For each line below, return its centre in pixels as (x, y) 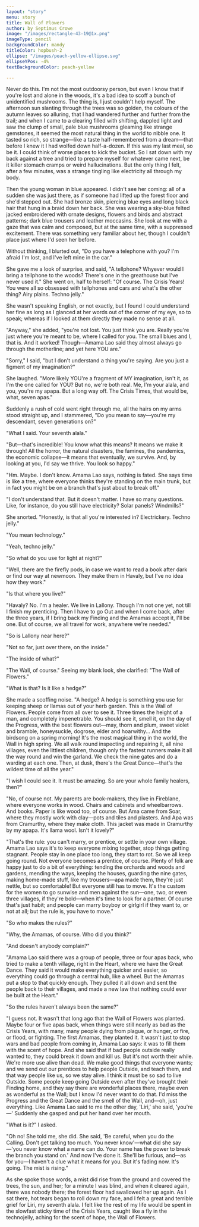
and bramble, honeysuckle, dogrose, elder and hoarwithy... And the (89, 731)
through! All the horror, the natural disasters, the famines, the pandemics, (96, 451)
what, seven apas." (29, 397)
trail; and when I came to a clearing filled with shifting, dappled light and (94, 121)
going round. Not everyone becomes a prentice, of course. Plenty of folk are (99, 861)
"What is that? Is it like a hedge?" (47, 688)
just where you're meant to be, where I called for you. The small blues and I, (99, 336)
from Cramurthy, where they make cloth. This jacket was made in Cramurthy (99, 824)
